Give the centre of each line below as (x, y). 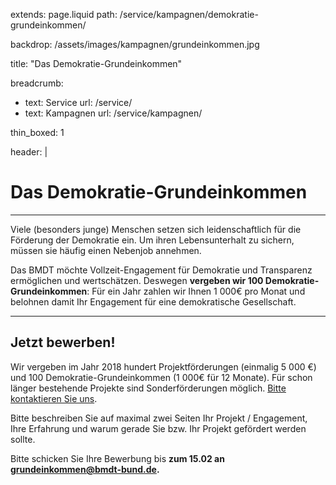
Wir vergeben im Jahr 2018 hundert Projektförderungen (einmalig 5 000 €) (163, 366)
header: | (29, 152)
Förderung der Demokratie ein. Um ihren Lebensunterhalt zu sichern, (152, 240)
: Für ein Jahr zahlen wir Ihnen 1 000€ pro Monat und (196, 291)
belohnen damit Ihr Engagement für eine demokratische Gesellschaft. (153, 301)
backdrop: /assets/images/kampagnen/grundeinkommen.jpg (135, 44)
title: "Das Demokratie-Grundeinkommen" (96, 63)
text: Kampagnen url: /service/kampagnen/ (113, 113)
